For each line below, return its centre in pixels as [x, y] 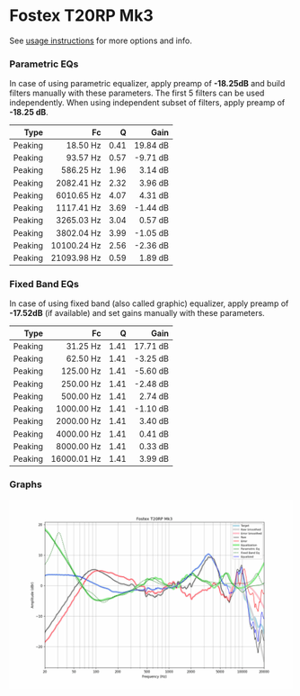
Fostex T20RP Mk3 [82, 16]
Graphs [26, 484]
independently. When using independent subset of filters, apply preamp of [147, 103]
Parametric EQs [44, 64]
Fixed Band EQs [44, 284]
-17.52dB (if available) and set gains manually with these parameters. [137, 313]
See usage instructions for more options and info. [101, 41]
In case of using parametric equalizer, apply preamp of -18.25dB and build [147, 84]
